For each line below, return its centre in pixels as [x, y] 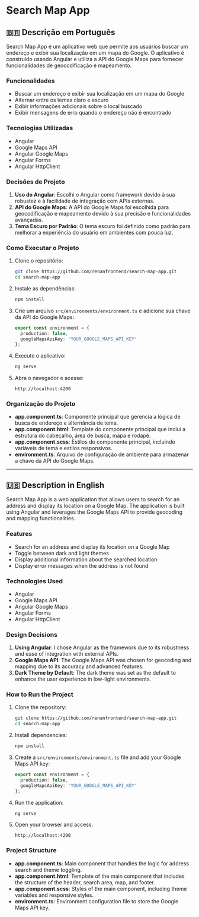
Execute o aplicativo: [40, 356]
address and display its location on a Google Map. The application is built [95, 506]
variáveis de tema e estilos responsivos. [63, 448]
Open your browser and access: [54, 825]
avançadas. [29, 220]
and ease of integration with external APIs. [66, 654]
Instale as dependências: [45, 288]
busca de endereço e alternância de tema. [66, 423]
